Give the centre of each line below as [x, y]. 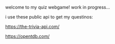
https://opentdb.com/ [27, 36]
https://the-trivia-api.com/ [32, 26]
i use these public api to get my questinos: [49, 17]
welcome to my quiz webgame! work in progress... [57, 7]
